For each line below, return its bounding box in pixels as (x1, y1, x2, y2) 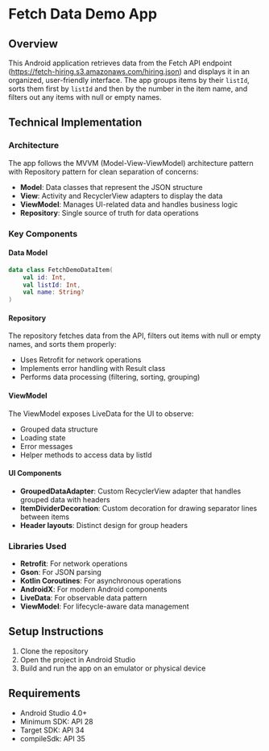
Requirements (8, 687, 81, 700)
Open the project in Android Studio (19, 654, 136, 664)
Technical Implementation (8, 116, 143, 130)
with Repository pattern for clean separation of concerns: (8, 167, 199, 176)
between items (19, 512, 70, 522)
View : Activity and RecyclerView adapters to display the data (19, 191, 223, 200)
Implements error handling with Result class (19, 364, 166, 373)
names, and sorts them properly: (8, 340, 117, 349)
